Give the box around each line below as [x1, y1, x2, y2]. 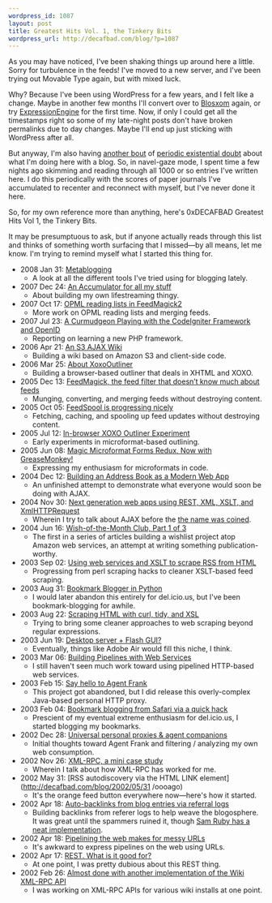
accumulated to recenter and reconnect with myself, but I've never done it [8, 183, 256, 193]
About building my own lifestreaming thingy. [32, 290, 180, 300]
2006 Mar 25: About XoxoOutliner [19, 359, 134, 369]
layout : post [8, 19, 53, 28]
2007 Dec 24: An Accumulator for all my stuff [19, 282, 172, 292]
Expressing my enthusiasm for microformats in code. [32, 463, 209, 473]
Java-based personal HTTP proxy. [32, 695, 147, 706]
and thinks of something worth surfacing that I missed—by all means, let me [8, 240, 262, 250]
